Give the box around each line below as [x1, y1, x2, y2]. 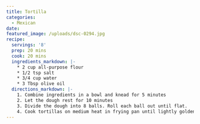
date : [6, 25, 20, 32]
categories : [6, 14, 36, 20]
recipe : [6, 36, 26, 42]
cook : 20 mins [11, 53, 46, 59]
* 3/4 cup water [17, 75, 58, 81]
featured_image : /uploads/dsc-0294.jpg [6, 31, 105, 37]
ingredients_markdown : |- [11, 58, 76, 64]
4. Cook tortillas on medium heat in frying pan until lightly [17, 108, 177, 114]
